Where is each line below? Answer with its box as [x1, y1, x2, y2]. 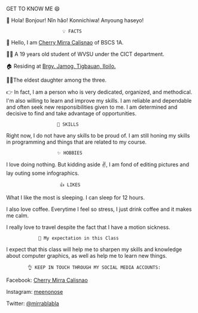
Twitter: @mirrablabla [6, 300, 59, 307]
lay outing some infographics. [6, 169, 80, 177]
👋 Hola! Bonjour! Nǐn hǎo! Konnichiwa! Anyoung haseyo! [6, 17, 144, 23]
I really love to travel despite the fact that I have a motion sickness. [6, 223, 170, 231]
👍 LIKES [59, 182, 81, 188]
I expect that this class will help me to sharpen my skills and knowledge [6, 246, 182, 253]
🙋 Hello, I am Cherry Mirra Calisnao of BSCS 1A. [6, 39, 124, 46]
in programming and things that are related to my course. [6, 138, 147, 145]
